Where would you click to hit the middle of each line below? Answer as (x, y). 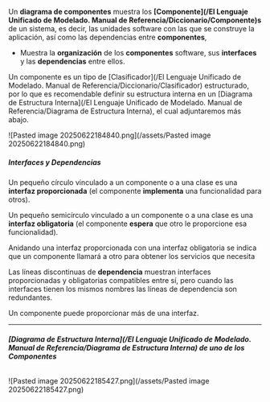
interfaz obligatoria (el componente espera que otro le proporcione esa (128, 224)
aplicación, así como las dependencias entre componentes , (108, 37)
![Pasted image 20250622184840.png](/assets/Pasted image (110, 135)
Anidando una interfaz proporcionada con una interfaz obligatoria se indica (133, 248)
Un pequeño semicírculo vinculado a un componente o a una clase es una (131, 215)
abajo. (19, 119)
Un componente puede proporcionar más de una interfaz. (104, 313)
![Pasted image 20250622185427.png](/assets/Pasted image (109, 381)
